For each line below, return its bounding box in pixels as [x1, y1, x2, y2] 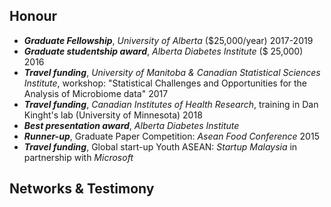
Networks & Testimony [9, 180, 155, 198]
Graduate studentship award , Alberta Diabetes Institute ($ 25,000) [23, 45, 304, 57]
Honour [9, 8, 58, 25]
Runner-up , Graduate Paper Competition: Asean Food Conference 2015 [23, 130, 320, 142]
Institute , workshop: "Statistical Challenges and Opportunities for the [23, 77, 308, 89]
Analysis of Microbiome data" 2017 [23, 87, 169, 99]
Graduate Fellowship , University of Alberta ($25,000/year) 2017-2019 [23, 34, 314, 46]
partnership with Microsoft [23, 151, 134, 163]
